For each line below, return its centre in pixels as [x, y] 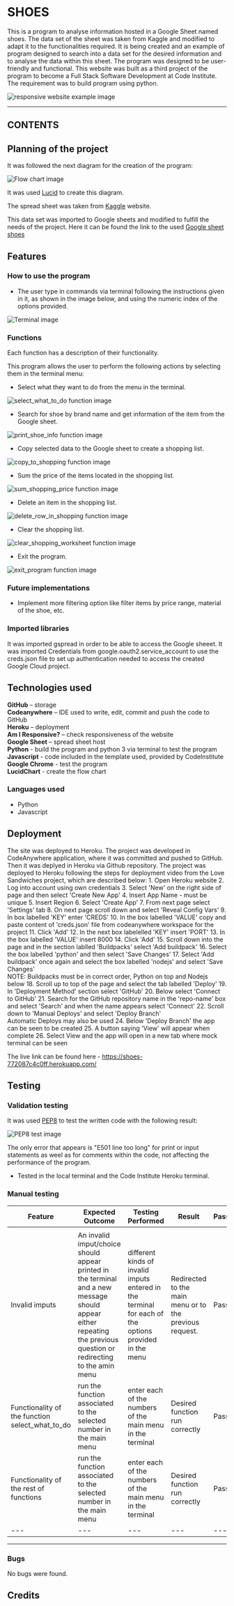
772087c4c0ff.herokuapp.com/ [52, 1063]
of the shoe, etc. [41, 611]
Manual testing [33, 1194]
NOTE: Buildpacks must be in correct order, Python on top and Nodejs [108, 976]
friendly [18, 68]
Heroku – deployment [38, 727]
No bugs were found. [38, 1573]
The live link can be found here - [54, 1057]
